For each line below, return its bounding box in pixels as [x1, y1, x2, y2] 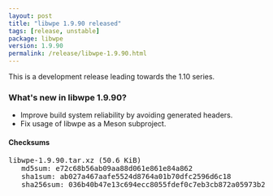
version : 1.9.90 [8, 42, 63, 50]
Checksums [8, 137, 50, 147]
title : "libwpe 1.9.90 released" [8, 19, 122, 28]
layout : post [8, 11, 53, 20]
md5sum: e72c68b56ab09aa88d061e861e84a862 [21, 164, 193, 173]
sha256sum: [21, 180, 65, 189]
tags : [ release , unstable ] [8, 27, 100, 35]
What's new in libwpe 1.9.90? [8, 92, 128, 103]
